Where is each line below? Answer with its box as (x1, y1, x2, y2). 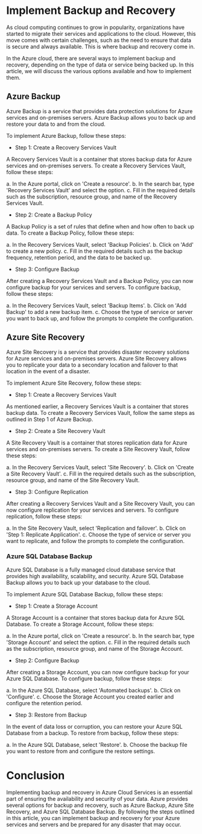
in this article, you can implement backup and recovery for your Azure (6, 814, 180, 821)
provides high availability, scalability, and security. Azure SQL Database (6, 572, 184, 579)
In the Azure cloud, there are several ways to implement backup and (6, 54, 176, 62)
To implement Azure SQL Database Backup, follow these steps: (6, 590, 163, 598)
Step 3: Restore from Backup (14, 711, 87, 718)
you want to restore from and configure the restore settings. (6, 748, 156, 755)
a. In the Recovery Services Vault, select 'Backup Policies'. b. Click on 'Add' (6, 241, 194, 248)
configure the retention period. (6, 699, 83, 706)
